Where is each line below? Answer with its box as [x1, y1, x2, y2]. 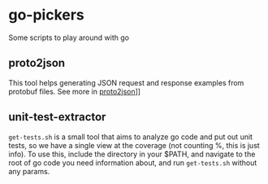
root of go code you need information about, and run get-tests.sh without [8, 157, 257, 168]
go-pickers [8, 6, 85, 24]
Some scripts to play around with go [8, 33, 130, 42]
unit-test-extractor [8, 110, 106, 124]
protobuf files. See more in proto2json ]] [8, 86, 140, 96]
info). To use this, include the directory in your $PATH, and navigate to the [8, 149, 256, 159]
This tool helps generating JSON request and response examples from [8, 77, 244, 87]
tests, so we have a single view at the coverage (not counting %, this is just [8, 140, 260, 150]
